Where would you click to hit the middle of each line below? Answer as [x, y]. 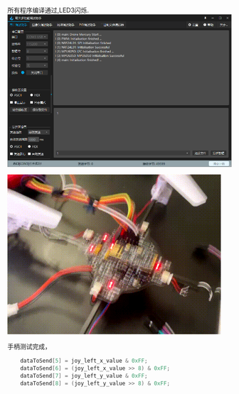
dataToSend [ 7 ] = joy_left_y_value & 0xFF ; [84, 376]
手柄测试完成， [29, 346]
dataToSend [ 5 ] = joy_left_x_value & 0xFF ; [84, 361]
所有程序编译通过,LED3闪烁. [48, 10]
